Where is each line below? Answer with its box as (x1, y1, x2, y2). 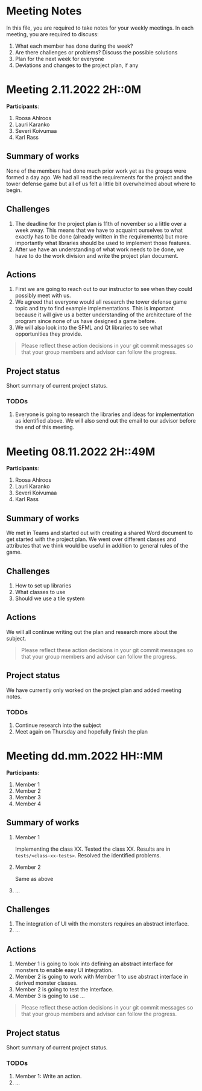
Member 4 (14, 800, 41, 807)
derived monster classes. (14, 979, 78, 987)
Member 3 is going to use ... (14, 992, 85, 1000)
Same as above (14, 875, 54, 882)
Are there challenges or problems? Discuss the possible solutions (14, 48, 178, 56)
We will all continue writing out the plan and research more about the (6, 628, 177, 635)
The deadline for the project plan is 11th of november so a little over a (14, 220, 187, 227)
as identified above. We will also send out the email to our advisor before (14, 417, 196, 424)
